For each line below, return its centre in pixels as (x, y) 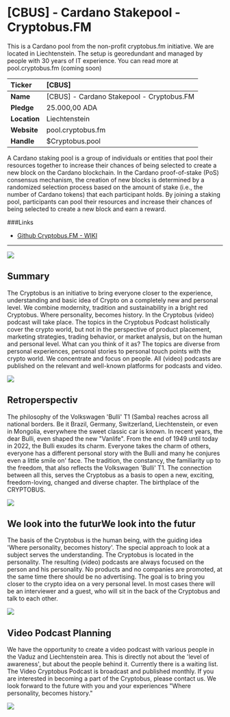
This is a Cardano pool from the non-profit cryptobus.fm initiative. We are (111, 46)
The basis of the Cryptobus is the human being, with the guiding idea (104, 540)
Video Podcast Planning (59, 633)
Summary (28, 277)
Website (24, 130)
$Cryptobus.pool (74, 141)
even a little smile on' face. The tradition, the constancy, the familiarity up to (114, 460)
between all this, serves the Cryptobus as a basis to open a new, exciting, (111, 475)
